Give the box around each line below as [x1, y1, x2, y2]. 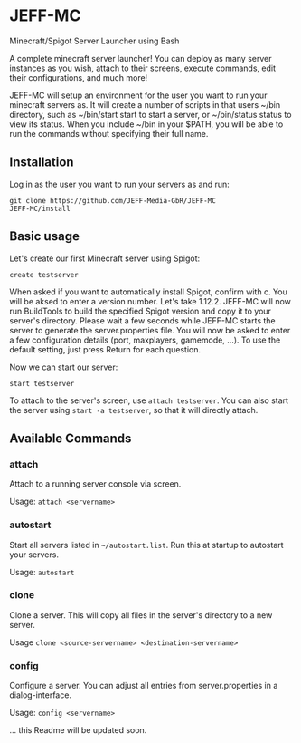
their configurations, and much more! [9, 72, 148, 82]
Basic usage [9, 228, 80, 245]
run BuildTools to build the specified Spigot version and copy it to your [9, 305, 271, 316]
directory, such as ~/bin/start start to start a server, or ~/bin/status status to [9, 109, 292, 120]
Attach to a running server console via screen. [9, 478, 182, 489]
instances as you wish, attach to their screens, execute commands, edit [9, 63, 276, 73]
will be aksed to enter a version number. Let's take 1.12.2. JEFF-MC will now [9, 295, 292, 306]
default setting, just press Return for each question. [9, 343, 202, 354]
